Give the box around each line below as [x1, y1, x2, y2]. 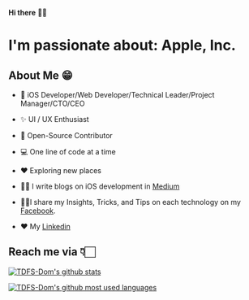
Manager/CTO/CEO [19, 98, 85, 108]
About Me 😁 [8, 68, 73, 82]
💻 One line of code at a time [19, 147, 116, 156]
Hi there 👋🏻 [8, 8, 47, 17]
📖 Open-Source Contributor [19, 131, 114, 140]
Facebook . [19, 206, 56, 215]
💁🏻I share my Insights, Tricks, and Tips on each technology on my [19, 198, 242, 207]
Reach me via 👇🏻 [8, 245, 96, 259]
